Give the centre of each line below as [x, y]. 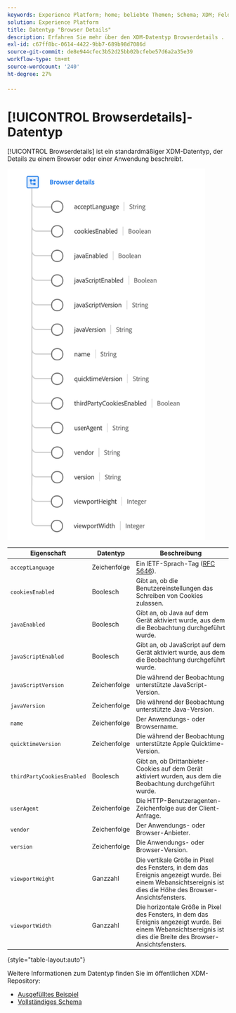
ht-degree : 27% [29, 74]
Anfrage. [149, 816]
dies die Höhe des [162, 889]
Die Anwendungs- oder [170, 842]
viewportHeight [32, 879]
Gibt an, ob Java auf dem [172, 613]
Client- [209, 808]
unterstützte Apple [163, 744]
